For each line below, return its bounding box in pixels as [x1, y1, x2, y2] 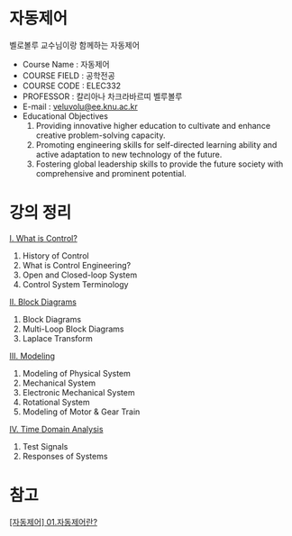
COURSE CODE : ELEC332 [22, 80, 122, 91]
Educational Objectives [22, 110, 108, 122]
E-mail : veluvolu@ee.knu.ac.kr [22, 101, 138, 112]
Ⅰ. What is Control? [9, 232, 78, 243]
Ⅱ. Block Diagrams [9, 296, 77, 307]
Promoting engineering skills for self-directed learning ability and [35, 139, 278, 150]
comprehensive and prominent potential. [35, 168, 187, 178]
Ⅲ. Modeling [9, 350, 56, 361]
